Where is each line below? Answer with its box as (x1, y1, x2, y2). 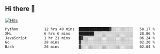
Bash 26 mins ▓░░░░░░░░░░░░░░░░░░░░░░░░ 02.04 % (5, 44, 155, 49)
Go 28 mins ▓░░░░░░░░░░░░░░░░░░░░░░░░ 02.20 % (5, 40, 155, 45)
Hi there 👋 (5, 5, 35, 13)
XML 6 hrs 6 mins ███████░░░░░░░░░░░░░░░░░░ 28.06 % (5, 31, 155, 36)
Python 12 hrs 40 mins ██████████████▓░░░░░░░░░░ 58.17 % (5, 27, 155, 32)
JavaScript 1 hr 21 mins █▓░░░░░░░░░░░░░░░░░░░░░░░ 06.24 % (5, 35, 155, 41)
